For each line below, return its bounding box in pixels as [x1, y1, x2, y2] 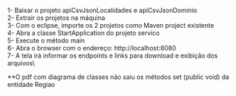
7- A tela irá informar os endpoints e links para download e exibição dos [7, 51, 218, 60]
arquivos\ [7, 59, 35, 67]
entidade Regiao [7, 80, 55, 88]
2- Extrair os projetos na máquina [7, 14, 105, 22]
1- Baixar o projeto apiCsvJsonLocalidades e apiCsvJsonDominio [7, 6, 198, 14]
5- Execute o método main [7, 36, 85, 45]
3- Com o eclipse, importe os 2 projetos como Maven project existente [7, 21, 215, 29]
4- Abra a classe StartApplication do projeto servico [7, 28, 160, 37]
